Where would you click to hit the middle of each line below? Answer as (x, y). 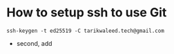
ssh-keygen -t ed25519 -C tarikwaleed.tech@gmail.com (86, 31)
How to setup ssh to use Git (87, 13)
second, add (34, 43)
